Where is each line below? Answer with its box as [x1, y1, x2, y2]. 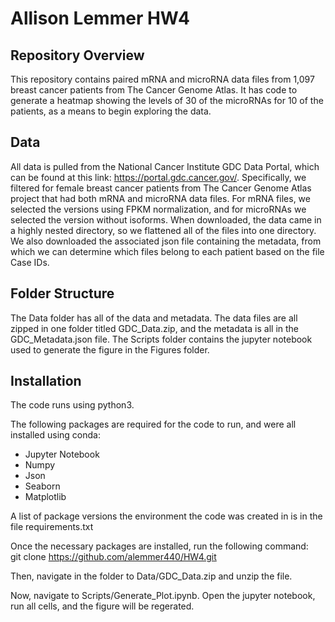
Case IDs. [10, 256, 50, 268]
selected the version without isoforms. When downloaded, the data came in [10, 213, 322, 226]
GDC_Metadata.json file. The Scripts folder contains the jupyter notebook [10, 333, 313, 345]
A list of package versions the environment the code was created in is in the [10, 510, 323, 522]
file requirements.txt [10, 521, 94, 533]
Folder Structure [10, 285, 115, 302]
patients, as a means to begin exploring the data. [10, 105, 212, 117]
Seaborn [24, 480, 61, 492]
